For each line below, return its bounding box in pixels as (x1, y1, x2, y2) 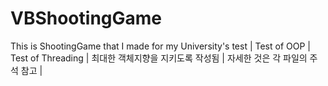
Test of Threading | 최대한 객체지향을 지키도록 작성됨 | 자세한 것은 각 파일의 (10, 52, 308, 64)
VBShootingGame (10, 7, 163, 30)
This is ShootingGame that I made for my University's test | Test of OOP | (10, 40, 311, 52)
